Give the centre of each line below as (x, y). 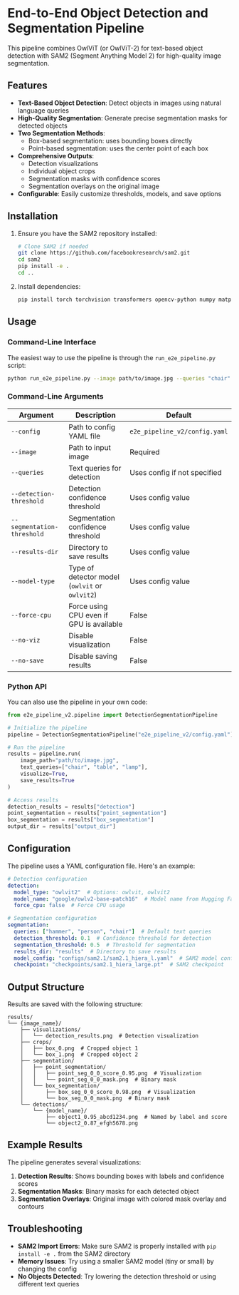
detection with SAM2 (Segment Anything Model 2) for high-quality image (115, 56)
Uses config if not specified (176, 472)
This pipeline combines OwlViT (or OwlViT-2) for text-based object (105, 48)
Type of (81, 568)
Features (27, 86)
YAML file (85, 436)
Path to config (92, 427)
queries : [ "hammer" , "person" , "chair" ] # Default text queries (113, 932)
